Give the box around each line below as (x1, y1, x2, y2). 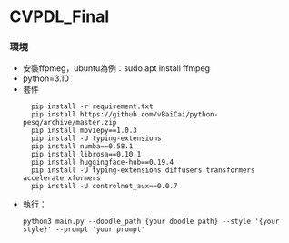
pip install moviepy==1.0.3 (31, 126, 138, 136)
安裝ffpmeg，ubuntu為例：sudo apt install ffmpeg (22, 63, 211, 74)
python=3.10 (22, 73, 70, 84)
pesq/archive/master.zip (22, 118, 117, 127)
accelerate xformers (22, 174, 101, 183)
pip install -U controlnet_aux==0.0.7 (31, 182, 178, 191)
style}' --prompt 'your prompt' (22, 225, 145, 234)
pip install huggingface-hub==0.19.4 (31, 157, 174, 167)
